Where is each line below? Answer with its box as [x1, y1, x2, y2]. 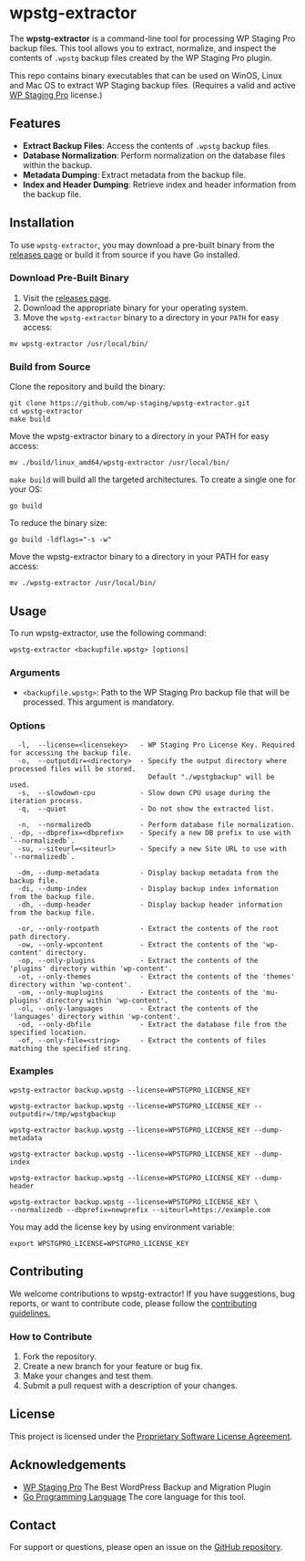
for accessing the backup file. [9, 748, 132, 758]
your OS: [9, 484, 43, 495]
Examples [9, 1064, 55, 1077]
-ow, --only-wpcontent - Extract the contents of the [17, 939, 259, 949]
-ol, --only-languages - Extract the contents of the [17, 1003, 259, 1013]
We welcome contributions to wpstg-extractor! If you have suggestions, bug [9, 1288, 296, 1299]
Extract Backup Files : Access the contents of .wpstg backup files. [22, 140, 271, 151]
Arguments [9, 665, 61, 678]
